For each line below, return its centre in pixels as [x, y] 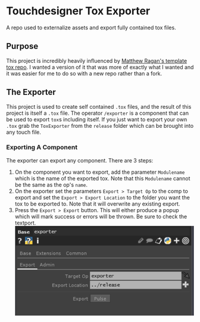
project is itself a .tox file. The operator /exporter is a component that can [98, 113]
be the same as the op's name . [51, 185]
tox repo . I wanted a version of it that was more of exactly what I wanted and [100, 67]
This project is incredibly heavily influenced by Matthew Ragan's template [97, 60]
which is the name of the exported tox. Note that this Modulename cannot [102, 178]
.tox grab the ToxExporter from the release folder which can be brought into [100, 125]
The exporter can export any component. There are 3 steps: [80, 160]
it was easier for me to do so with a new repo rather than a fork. [84, 73]
